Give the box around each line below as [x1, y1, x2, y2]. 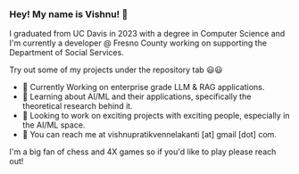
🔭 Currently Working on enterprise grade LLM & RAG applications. [21, 82, 265, 93]
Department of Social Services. [9, 47, 125, 58]
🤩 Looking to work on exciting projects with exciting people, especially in [21, 111, 290, 121]
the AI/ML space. [21, 120, 86, 130]
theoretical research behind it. [21, 101, 133, 112]
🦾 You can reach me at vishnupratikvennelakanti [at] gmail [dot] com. [21, 129, 277, 140]
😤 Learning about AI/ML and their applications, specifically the [21, 91, 252, 102]
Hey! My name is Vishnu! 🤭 [9, 8, 129, 21]
